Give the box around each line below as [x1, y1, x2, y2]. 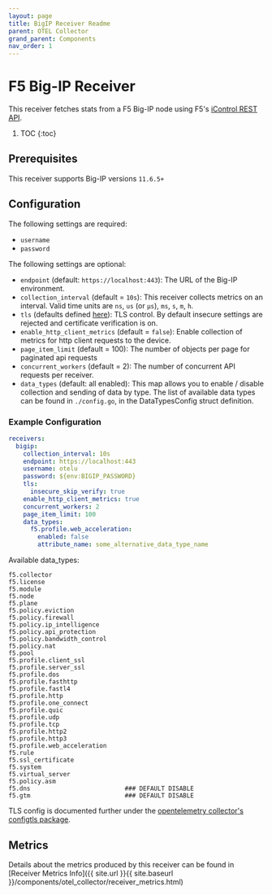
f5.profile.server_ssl [8, 664, 85, 672]
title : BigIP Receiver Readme [8, 20, 111, 28]
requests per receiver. [19, 369, 95, 379]
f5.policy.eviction [8, 607, 75, 615]
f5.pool [8, 649, 35, 657]
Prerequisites [8, 152, 78, 166]
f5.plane [8, 600, 38, 608]
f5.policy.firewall [8, 613, 75, 622]
